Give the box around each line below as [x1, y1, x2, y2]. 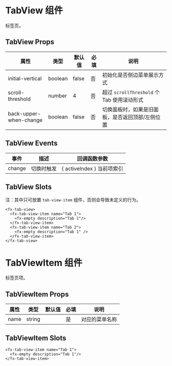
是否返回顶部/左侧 [112, 113, 156, 121]
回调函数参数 [77, 155, 109, 162]
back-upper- [8, 110, 41, 117]
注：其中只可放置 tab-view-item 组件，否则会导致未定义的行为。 [5, 197, 141, 203]
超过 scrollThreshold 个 [102, 88, 160, 96]
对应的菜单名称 [81, 316, 117, 323]
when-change [8, 116, 42, 123]
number [48, 92, 67, 99]
